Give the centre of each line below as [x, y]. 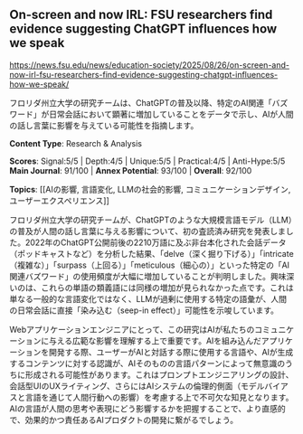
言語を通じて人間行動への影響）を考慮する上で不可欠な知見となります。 [159, 397]
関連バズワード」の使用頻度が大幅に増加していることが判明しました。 [140, 276]
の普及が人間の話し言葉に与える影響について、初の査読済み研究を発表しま [148, 231]
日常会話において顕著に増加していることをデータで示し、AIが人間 [171, 114]
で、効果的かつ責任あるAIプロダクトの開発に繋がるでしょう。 [124, 420]
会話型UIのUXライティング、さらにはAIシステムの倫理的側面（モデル [137, 386]
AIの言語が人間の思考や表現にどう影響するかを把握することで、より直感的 [148, 408]
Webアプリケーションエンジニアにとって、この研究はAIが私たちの [132, 329]
